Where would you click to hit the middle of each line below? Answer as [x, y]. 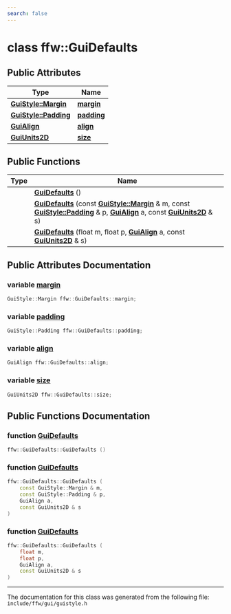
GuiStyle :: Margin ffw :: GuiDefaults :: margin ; [72, 299]
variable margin [34, 285]
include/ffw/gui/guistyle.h [47, 604]
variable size [29, 380]
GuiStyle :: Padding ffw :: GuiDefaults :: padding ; [75, 331]
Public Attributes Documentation [79, 265]
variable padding [36, 316]
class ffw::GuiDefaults [73, 47]
